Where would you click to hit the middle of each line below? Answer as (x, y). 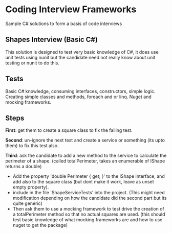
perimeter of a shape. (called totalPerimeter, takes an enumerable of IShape (85, 161)
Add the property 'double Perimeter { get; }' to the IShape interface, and (89, 176)
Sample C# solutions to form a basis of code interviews (64, 24)
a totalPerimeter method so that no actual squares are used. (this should (89, 214)
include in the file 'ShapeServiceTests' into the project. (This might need (89, 193)
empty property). (31, 187)
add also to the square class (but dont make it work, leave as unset (83, 182)
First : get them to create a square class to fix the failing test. (69, 130)
